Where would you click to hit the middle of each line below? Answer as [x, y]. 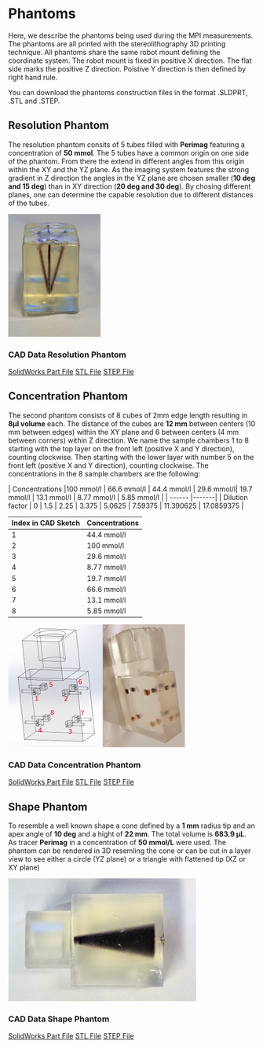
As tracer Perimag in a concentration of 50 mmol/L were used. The [117, 842]
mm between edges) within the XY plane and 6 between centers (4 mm [124, 432]
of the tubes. [29, 203]
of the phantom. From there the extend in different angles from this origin [126, 161]
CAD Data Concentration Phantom [75, 765]
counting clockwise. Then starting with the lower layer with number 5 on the [131, 457]
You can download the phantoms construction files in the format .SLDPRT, [128, 92]
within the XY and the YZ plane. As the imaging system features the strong [129, 169]
